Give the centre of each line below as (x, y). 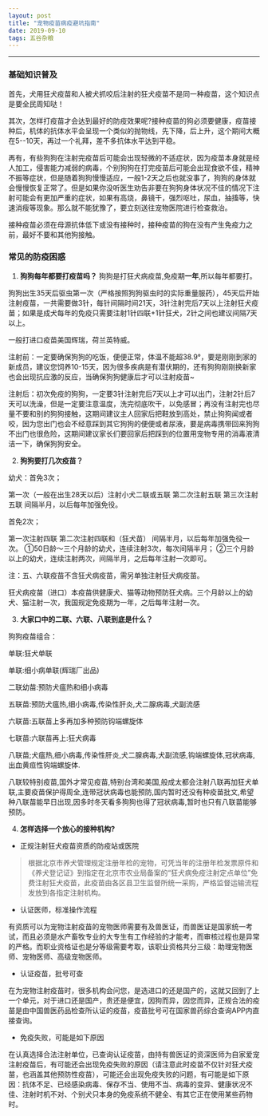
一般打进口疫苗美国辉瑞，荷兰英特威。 (71, 339)
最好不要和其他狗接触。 (61, 234)
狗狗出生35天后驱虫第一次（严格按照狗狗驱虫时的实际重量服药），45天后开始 (134, 293)
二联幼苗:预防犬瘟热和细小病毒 (59, 687)
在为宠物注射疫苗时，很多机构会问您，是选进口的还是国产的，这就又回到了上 (134, 990)
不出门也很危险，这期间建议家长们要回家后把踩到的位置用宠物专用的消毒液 (130, 433)
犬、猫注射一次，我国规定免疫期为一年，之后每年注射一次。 (106, 602)
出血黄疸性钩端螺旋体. (45, 765)
